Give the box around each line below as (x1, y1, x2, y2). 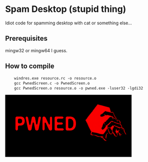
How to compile (5, 62, 55, 71)
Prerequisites (5, 34, 48, 43)
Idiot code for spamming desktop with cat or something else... (5, 20, 133, 26)
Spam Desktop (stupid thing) (5, 3, 127, 15)
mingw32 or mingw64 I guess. (5, 47, 68, 53)
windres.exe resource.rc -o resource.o (14, 76, 97, 81)
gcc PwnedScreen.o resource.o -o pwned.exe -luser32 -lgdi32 (14, 85, 143, 90)
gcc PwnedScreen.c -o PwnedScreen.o (14, 81, 90, 85)
